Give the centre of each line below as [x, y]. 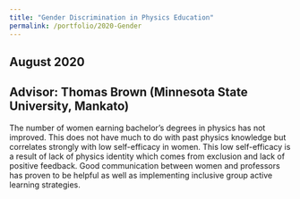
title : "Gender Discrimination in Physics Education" [112, 17]
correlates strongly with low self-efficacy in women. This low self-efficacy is [150, 146]
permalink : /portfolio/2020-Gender [76, 26]
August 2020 [47, 62]
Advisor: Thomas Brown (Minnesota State [129, 92]
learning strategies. [45, 185]
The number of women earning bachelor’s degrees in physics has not [137, 128]
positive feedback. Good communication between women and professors [145, 165]
